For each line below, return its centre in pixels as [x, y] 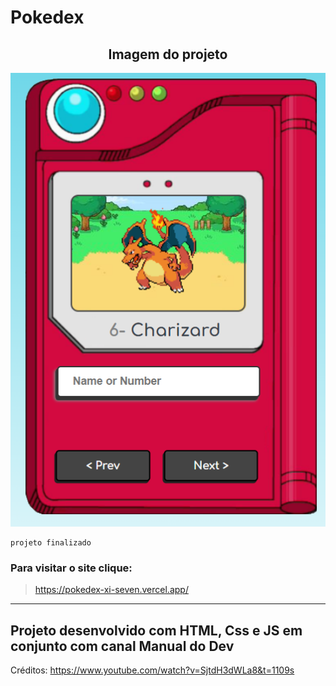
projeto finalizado [51, 543]
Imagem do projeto [168, 54]
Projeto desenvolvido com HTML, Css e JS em [156, 630]
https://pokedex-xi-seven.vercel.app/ [111, 590]
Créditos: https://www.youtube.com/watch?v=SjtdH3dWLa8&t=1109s [152, 670]
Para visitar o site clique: [71, 568]
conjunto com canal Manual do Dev [122, 646]
